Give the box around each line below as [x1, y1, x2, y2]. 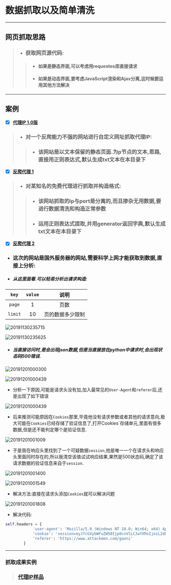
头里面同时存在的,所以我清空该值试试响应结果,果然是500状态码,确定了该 [12, 454, 163, 460]
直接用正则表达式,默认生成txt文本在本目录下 [38, 156, 146, 163]
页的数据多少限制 [44, 311, 85, 318]
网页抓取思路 [5, 33, 46, 41]
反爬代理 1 [12, 169, 34, 175]
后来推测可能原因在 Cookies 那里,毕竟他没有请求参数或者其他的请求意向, [12, 414, 161, 420]
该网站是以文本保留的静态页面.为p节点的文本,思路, [38, 148, 161, 155]
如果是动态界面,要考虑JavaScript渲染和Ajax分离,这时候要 [38, 76, 159, 82]
